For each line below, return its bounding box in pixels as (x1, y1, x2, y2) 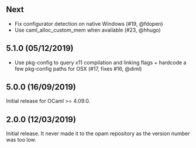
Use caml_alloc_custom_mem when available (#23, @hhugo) (14, 26, 161, 33)
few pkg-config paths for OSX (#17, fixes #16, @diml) (14, 65, 142, 72)
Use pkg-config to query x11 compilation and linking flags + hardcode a (14, 58, 187, 66)
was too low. (6, 136, 36, 143)
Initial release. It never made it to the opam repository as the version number (6, 130, 190, 137)
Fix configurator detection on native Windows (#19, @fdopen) (14, 20, 163, 27)
